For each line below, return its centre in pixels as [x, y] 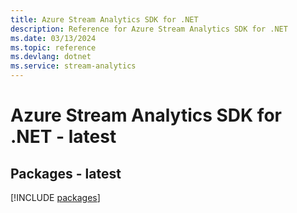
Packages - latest [66, 173]
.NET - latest [63, 137]
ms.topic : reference [53, 47]
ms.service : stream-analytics [73, 66]
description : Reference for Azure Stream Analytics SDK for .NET [149, 29]
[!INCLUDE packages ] [55, 197]
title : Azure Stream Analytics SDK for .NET [104, 19]
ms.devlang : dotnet [51, 57]
